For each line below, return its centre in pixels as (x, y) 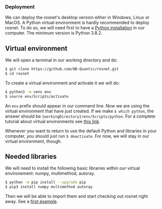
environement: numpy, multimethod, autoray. (50, 173)
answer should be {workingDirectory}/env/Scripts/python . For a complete (80, 116)
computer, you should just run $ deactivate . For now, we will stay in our (77, 136)
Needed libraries (31, 157)
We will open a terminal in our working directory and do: (61, 60)
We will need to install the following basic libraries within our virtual (72, 168)
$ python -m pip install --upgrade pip (46, 182)
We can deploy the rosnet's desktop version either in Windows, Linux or (77, 18)
